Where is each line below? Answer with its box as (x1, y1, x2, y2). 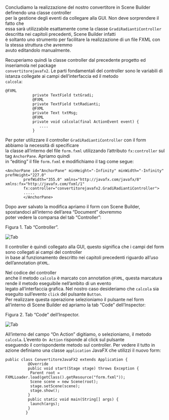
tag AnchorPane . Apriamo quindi (5, 153, 70, 159)
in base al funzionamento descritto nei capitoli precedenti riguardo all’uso (5, 255, 158, 260)
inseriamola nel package (5, 63, 57, 68)
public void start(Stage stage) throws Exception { (27, 366, 139, 371)
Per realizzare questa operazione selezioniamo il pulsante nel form (5, 297, 144, 302)
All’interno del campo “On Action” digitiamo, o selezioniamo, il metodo (5, 331, 152, 337)
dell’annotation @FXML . (5, 260, 50, 266)
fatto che (5, 20, 24, 26)
